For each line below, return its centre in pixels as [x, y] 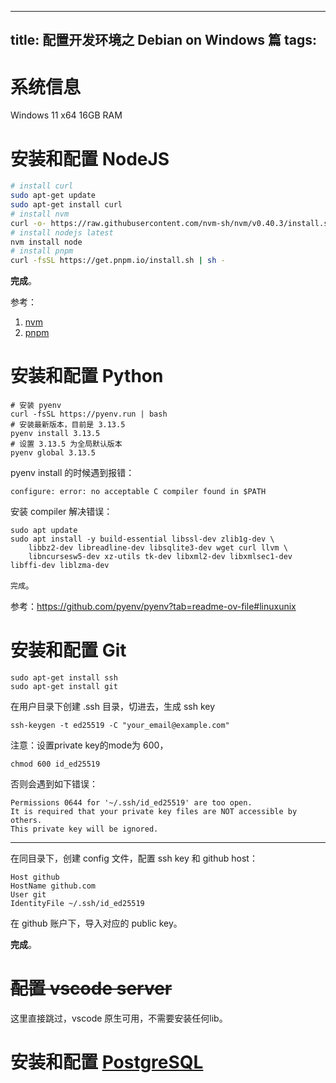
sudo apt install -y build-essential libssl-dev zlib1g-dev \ [142, 539]
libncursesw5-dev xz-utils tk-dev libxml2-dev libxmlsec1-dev [160, 557]
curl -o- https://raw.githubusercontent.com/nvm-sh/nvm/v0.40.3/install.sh [171, 223]
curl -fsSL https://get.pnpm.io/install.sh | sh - [118, 261]
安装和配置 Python [87, 376]
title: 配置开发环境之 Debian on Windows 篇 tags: [164, 40]
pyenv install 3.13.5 [55, 434]
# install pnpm [42, 251]
